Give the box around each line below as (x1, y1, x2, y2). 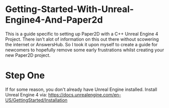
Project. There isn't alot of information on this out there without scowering (5, 36, 159, 42)
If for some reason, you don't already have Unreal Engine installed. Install (5, 86, 157, 92)
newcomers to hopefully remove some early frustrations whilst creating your (5, 47, 164, 53)
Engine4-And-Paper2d (5, 14, 103, 26)
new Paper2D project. (5, 52, 51, 58)
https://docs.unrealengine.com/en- (48, 91, 121, 97)
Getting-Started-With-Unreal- (5, 4, 134, 15)
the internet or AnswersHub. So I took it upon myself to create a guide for (5, 41, 158, 47)
